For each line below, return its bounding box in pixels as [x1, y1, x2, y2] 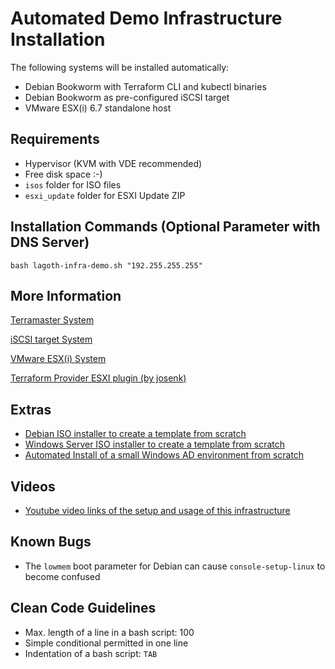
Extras [10, 401, 52, 418]
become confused [24, 570, 101, 582]
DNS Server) [10, 234, 90, 251]
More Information [10, 287, 122, 304]
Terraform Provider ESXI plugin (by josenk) [10, 372, 187, 384]
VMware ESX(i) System [10, 353, 107, 365]
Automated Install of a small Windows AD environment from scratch [24, 449, 305, 461]
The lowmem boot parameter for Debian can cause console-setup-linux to [24, 560, 326, 572]
